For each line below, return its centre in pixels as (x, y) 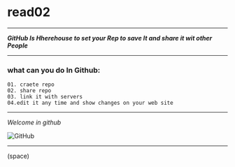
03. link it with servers (45, 97)
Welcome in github (34, 122)
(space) (19, 156)
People (17, 45)
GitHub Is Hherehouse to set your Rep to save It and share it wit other (110, 38)
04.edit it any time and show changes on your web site (90, 103)
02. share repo (29, 91)
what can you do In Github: (54, 70)
